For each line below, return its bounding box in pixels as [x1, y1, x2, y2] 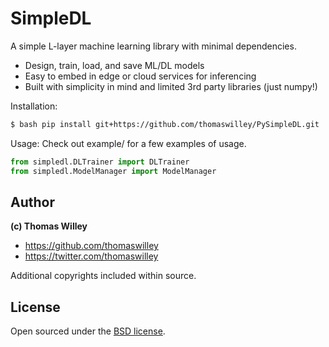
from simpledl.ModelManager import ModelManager [10, 166, 217, 176]
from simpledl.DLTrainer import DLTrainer [10, 157, 190, 167]
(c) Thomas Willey [10, 220, 88, 232]
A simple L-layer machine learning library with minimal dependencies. [10, 40, 297, 52]
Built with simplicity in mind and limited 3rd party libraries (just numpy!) [24, 80, 318, 92]
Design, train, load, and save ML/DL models [24, 59, 205, 71]
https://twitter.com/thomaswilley [24, 250, 159, 262]
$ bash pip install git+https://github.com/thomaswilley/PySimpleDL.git [10, 119, 320, 129]
